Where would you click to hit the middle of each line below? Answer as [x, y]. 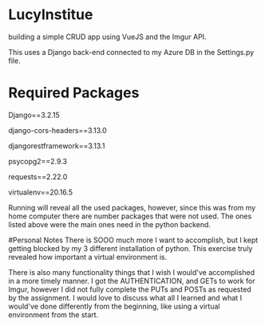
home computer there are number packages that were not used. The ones [130, 216]
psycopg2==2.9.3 [38, 161]
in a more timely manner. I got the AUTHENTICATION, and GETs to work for [132, 281]
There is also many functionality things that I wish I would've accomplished [132, 272]
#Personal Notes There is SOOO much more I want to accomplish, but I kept [133, 240]
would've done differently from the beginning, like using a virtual [114, 306]
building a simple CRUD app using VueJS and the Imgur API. [107, 37]
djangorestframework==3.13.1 [57, 146]
